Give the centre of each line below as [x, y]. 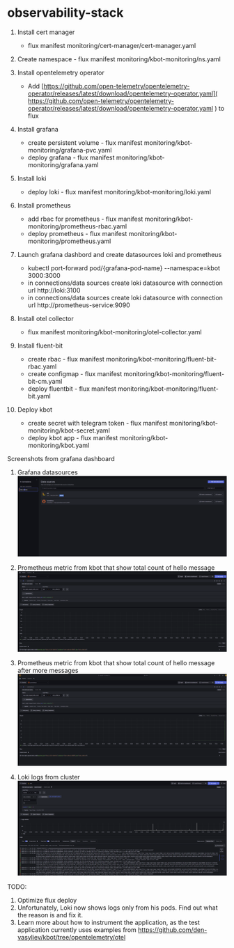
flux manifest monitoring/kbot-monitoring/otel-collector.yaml [115, 332]
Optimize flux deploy [47, 901]
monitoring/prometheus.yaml [69, 241]
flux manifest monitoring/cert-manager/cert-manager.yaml [112, 45]
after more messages [48, 670]
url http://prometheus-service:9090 [79, 305]
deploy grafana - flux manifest [71, 157]
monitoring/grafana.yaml [63, 164]
